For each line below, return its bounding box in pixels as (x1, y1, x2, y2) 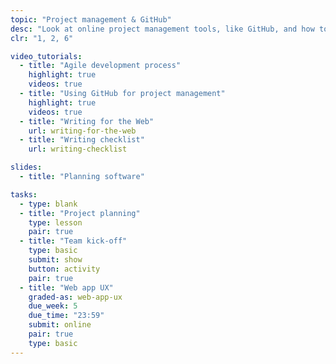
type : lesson (28, 217, 83, 228)
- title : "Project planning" (19, 208, 141, 218)
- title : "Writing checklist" (19, 135, 145, 145)
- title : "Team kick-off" (19, 236, 128, 246)
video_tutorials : (10, 51, 83, 61)
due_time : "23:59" (28, 311, 105, 321)
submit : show (28, 255, 83, 265)
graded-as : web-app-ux (28, 292, 123, 302)
